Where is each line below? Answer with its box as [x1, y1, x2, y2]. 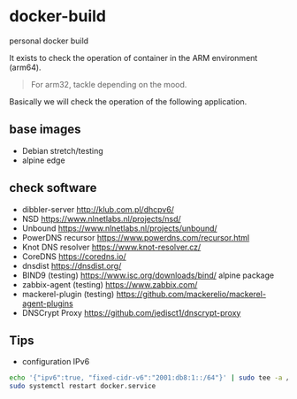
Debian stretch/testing [21, 145, 103, 156]
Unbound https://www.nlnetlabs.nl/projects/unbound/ [21, 223, 218, 234]
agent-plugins [21, 298, 73, 309]
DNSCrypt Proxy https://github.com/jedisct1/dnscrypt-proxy [21, 307, 241, 318]
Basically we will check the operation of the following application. [9, 96, 247, 107]
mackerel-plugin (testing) [21, 288, 115, 299]
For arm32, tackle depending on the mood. [30, 79, 187, 89]
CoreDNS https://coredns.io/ [21, 250, 126, 262]
